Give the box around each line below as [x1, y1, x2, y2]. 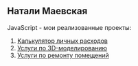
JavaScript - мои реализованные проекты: [7, 23, 132, 31]
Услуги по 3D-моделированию [16, 44, 108, 52]
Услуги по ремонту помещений [16, 51, 110, 59]
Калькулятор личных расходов [16, 37, 108, 45]
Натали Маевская [7, 5, 88, 17]
